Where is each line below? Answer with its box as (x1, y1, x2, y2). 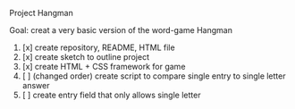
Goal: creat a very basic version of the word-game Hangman (9, 25, 232, 35)
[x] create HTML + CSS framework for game (21, 62, 186, 71)
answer (21, 80, 50, 90)
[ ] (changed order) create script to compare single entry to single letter (21, 71, 286, 81)
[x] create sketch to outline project (21, 52, 150, 62)
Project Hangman (9, 8, 73, 18)
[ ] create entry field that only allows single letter (21, 89, 201, 100)
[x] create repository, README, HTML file (21, 42, 176, 53)
